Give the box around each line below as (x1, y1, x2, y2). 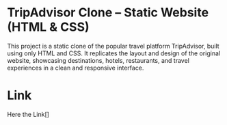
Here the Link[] (7, 110, 50, 118)
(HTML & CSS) (7, 19, 90, 35)
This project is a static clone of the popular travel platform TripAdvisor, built (7, 42, 220, 50)
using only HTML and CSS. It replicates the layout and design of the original (7, 49, 221, 57)
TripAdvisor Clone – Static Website (7, 5, 209, 20)
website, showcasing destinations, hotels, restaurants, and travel (7, 56, 190, 64)
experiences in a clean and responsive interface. (7, 64, 144, 72)
